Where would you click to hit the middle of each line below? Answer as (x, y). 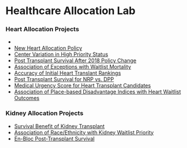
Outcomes (27, 98)
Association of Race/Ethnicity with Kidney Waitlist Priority (84, 132)
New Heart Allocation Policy (48, 48)
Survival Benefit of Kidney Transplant (59, 126)
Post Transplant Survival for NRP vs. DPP (64, 79)
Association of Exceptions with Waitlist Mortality (73, 67)
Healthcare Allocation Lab (70, 11)
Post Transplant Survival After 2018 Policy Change (75, 60)
